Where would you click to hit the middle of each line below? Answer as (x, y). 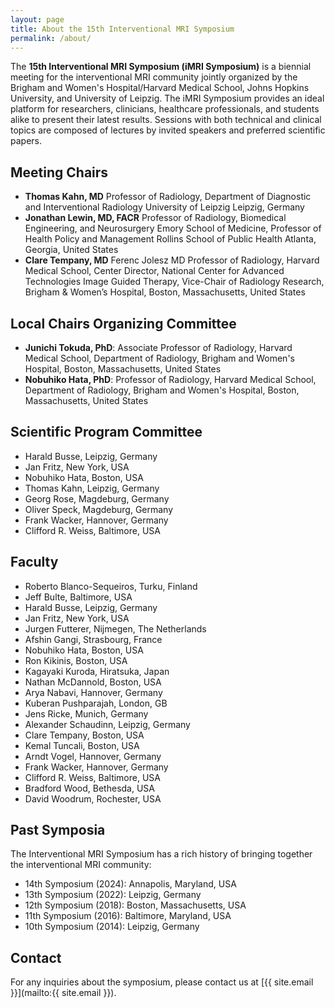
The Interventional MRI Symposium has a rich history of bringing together (161, 854)
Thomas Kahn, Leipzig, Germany (92, 488)
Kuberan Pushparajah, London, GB (96, 703)
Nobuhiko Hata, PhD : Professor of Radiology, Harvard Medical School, (170, 379)
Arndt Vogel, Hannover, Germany (93, 756)
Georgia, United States (71, 250)
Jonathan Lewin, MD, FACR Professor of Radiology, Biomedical (155, 218)
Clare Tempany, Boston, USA (84, 735)
